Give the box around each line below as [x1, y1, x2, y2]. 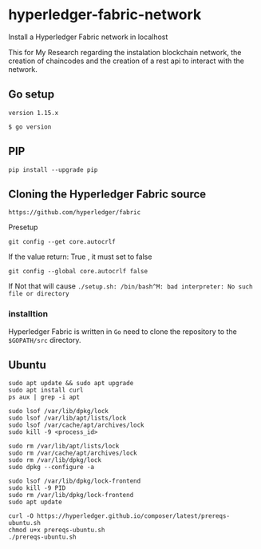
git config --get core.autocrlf [8, 238, 116, 246]
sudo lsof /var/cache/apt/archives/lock [8, 421, 145, 429]
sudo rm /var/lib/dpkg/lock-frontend [8, 491, 134, 499]
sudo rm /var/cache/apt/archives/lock [8, 449, 137, 457]
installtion [8, 308, 49, 320]
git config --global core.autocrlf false [8, 268, 148, 276]
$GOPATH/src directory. [8, 335, 81, 344]
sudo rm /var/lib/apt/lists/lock [8, 442, 120, 451]
